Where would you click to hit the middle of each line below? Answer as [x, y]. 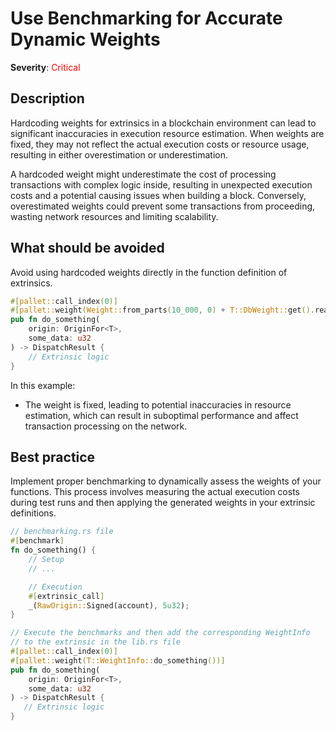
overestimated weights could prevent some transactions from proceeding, [163, 206]
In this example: [43, 385]
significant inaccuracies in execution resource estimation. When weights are [167, 133]
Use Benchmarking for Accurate [146, 18]
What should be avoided [87, 248]
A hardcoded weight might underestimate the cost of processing [143, 174]
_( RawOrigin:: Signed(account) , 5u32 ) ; [109, 605]
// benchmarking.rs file [62, 532]
